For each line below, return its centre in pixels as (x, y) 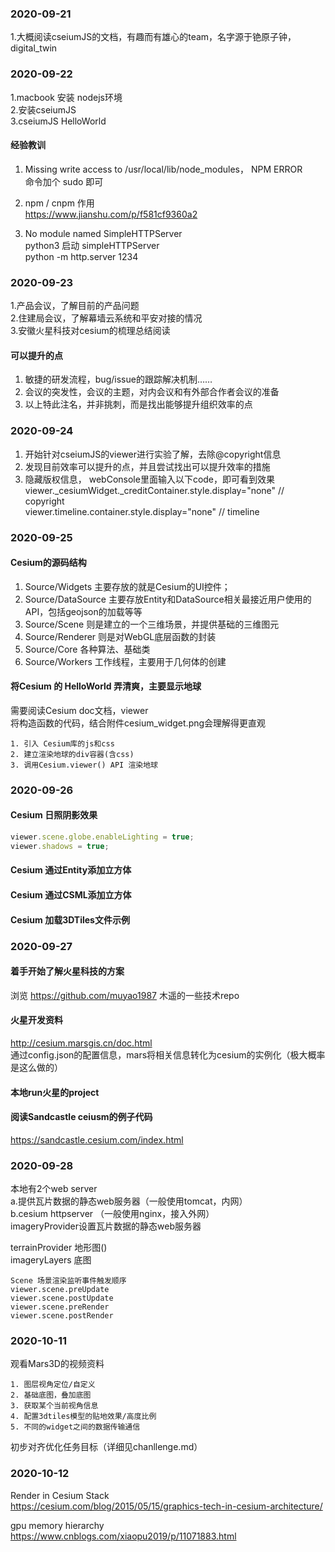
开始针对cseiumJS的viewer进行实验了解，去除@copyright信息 (153, 454)
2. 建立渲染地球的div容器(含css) (72, 754)
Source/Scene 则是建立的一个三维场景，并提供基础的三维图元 (152, 624)
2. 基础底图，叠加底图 (51, 1395)
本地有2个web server (54, 1188)
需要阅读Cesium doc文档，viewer (79, 710)
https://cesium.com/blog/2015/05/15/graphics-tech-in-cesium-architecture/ (166, 1506)
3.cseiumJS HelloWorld (58, 121)
